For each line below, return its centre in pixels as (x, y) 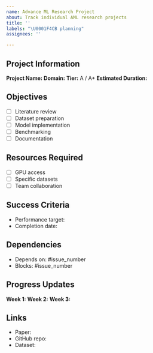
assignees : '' (24, 34)
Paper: (23, 332)
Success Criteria (38, 205)
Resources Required (45, 158)
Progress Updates (40, 285)
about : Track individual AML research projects (67, 17)
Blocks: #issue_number (44, 265)
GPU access (30, 172)
